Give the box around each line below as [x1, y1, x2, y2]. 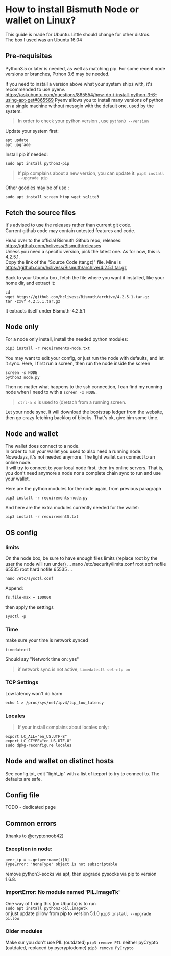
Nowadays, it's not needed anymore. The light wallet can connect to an [5, 454, 155, 460]
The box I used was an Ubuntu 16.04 [5, 37, 83, 43]
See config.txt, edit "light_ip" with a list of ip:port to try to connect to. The [5, 770, 160, 777]
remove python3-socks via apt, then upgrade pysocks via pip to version [5, 870, 157, 877]
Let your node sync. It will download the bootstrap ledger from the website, [5, 409, 164, 415]
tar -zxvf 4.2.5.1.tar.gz [5, 299, 60, 304]
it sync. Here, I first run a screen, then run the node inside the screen [5, 360, 151, 367]
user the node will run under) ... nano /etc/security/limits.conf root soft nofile [5, 560, 166, 567]
